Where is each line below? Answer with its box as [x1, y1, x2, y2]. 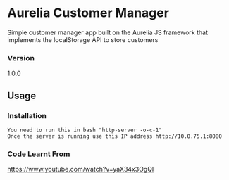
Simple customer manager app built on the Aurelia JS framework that [7, 28, 209, 37]
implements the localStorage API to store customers [7, 35, 159, 44]
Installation [7, 110, 47, 120]
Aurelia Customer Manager [7, 5, 169, 21]
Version [7, 53, 35, 63]
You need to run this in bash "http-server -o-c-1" [7, 127, 162, 134]
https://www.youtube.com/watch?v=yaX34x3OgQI [7, 165, 154, 174]
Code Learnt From [7, 149, 70, 159]
